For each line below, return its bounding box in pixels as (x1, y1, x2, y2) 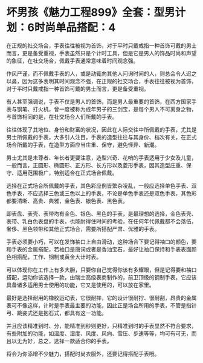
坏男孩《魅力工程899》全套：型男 (6, 5, 175, 19)
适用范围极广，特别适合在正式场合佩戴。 (16, 169, 118, 176)
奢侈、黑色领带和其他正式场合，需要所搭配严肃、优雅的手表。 (6, 225, 160, 232)
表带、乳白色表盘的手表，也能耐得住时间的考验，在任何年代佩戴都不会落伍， (6, 218, 197, 225)
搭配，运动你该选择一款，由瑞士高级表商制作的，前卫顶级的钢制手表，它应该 (6, 273, 197, 281)
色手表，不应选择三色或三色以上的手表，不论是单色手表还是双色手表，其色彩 (6, 189, 197, 197)
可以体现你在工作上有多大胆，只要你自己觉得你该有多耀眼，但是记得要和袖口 (6, 266, 197, 273)
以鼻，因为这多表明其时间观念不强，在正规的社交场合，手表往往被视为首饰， (6, 77, 197, 85)
